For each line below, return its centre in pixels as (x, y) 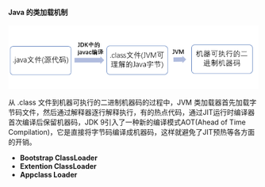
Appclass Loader (48, 175)
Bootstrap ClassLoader (58, 158)
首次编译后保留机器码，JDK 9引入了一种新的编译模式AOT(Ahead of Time (127, 122)
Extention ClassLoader (58, 166)
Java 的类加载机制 (38, 12)
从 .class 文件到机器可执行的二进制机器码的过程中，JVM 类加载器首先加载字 (132, 102)
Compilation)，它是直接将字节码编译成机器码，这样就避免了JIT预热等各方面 (132, 132)
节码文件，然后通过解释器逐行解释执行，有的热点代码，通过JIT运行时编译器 (132, 113)
